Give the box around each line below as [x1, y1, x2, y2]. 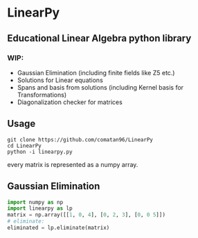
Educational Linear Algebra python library [7, 32, 192, 44]
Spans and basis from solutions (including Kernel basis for [17, 83, 184, 91]
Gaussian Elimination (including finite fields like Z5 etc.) [17, 68, 175, 77]
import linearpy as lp [7, 205, 73, 212]
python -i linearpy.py [7, 148, 73, 155]
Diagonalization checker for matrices [17, 98, 123, 106]
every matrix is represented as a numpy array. [7, 160, 138, 168]
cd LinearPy [7, 142, 42, 149]
